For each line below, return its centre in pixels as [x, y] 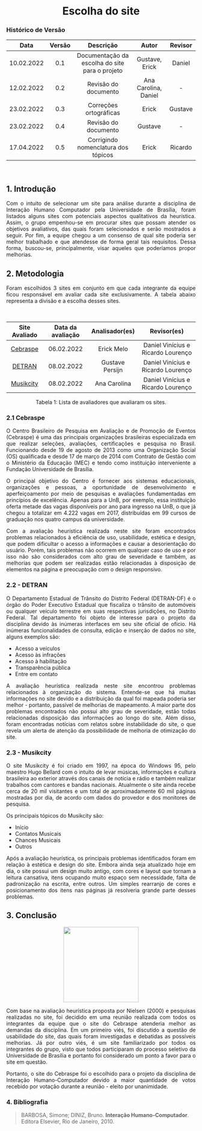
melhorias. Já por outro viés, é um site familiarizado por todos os [101, 1042]
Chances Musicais [38, 840]
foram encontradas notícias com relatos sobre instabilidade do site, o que [101, 724]
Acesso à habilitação [41, 661]
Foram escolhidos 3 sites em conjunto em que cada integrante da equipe [101, 288]
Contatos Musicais [38, 834]
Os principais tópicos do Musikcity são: [55, 816]
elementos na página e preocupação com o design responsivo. [84, 569]
